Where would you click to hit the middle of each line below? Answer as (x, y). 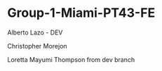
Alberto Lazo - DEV (35, 32)
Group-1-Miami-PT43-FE (81, 13)
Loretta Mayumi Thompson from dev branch (71, 59)
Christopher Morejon (38, 46)
